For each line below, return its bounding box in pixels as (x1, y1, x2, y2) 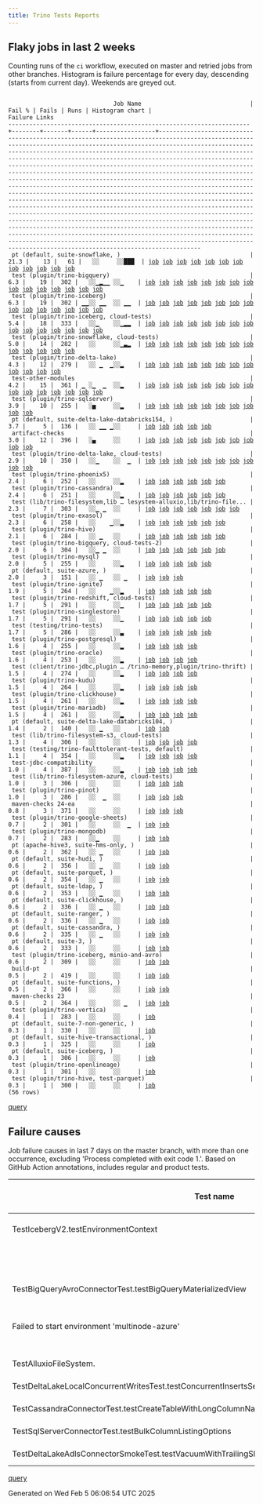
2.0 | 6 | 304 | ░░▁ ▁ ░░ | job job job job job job (8, 546, 225, 554)
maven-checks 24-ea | (11, 800, 254, 808)
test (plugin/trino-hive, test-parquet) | (11, 1075, 254, 1083)
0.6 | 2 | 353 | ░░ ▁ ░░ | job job (8, 890, 170, 898)
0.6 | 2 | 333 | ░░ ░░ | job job (8, 945, 170, 952)
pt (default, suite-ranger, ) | (11, 910, 254, 918)
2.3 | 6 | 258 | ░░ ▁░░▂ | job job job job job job (8, 519, 225, 526)
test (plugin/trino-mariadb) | (11, 704, 254, 712)
